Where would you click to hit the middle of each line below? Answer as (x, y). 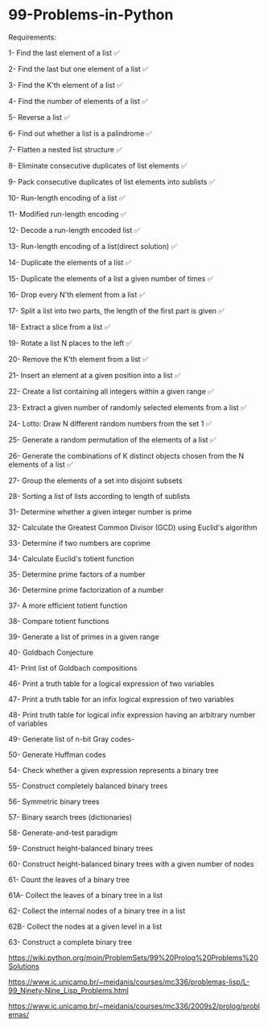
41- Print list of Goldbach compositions (73, 667)
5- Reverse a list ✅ (39, 117)
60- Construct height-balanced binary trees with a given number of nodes (132, 863)
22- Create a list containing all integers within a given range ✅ (111, 391)
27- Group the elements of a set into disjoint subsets (95, 480)
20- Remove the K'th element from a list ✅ (78, 359)
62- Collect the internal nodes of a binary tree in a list (97, 911)
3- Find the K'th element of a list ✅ (66, 85)
